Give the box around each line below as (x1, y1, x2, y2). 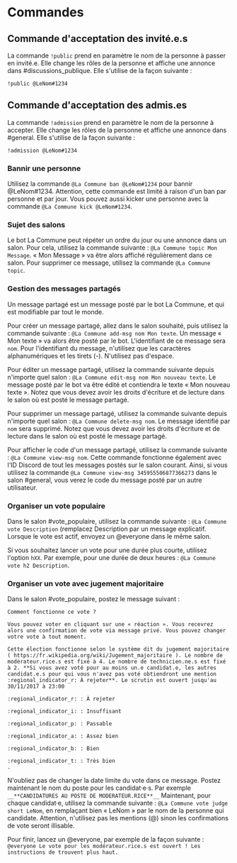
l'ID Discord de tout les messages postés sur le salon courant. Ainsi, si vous (7, 461, 228, 469)
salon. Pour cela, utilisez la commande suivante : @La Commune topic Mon (7, 243, 218, 252)
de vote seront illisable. (7, 821, 75, 830)
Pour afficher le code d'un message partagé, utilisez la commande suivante (7, 445, 228, 454)
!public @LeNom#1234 (7, 80, 69, 87)
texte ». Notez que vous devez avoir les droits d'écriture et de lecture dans (7, 387, 225, 396)
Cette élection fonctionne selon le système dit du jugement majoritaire (7, 646, 230, 653)
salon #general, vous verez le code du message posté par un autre (7, 476, 202, 484)
